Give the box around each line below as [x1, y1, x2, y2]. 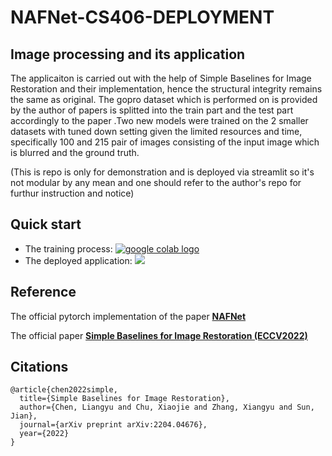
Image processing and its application [10, 46, 246, 63]
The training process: [24, 242, 113, 255]
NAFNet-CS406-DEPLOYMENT [10, 6, 275, 29]
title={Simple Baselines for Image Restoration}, [19, 394, 230, 404]
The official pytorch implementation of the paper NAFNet [10, 310, 247, 322]
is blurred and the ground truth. [10, 147, 140, 158]
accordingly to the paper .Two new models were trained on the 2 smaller [10, 115, 309, 126]
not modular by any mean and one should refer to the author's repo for [10, 177, 302, 188]
